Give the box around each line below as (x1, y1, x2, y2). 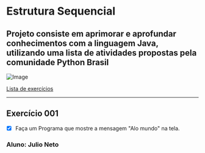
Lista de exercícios (6, 85, 54, 92)
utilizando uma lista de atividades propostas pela (6, 48, 197, 58)
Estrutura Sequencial (6, 4, 116, 18)
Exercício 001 (6, 109, 59, 119)
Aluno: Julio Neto (6, 140, 59, 149)
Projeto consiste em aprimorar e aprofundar (6, 29, 177, 39)
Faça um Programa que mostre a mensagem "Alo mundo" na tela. (15, 124, 180, 132)
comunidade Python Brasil (6, 57, 109, 68)
